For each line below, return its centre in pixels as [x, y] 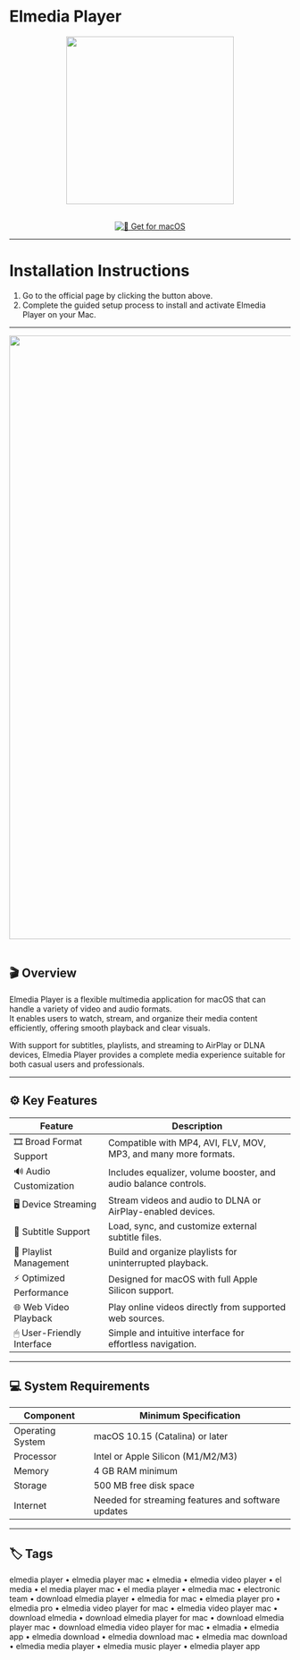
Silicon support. [141, 1290]
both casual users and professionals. [77, 1064]
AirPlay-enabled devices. [162, 1211]
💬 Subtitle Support [52, 1232]
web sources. [137, 1318]
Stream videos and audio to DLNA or [185, 1200]
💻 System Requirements [79, 1386]
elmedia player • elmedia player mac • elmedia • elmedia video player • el [146, 1580]
